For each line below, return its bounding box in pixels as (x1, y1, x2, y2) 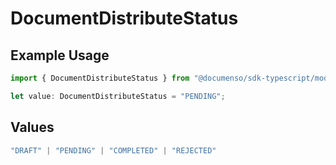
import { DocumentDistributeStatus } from (10, 73, 190, 83)
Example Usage (10, 47, 110, 64)
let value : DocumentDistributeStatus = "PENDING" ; (10, 91, 226, 101)
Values (10, 119, 55, 136)
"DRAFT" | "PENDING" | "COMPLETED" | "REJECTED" (10, 145, 217, 156)
